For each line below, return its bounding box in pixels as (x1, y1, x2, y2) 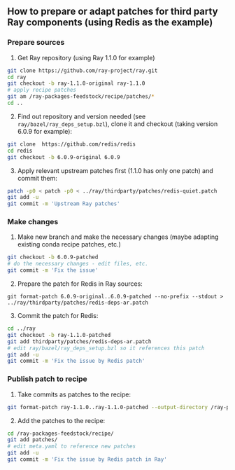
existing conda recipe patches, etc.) (17, 240, 121, 249)
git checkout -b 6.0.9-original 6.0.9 (7, 153, 120, 160)
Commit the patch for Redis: (17, 312, 99, 320)
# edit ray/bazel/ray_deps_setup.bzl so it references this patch (7, 345, 205, 352)
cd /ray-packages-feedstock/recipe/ (7, 430, 114, 437)
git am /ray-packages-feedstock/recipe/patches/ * (7, 93, 155, 100)
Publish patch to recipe (7, 374, 87, 384)
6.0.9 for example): (17, 127, 72, 135)
